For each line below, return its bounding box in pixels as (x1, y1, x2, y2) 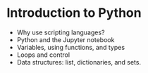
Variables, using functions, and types (16, 43, 125, 51)
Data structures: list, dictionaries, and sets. (16, 58, 142, 66)
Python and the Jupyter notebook (16, 35, 115, 44)
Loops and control (16, 51, 70, 59)
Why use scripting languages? (16, 28, 105, 36)
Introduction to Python (6, 5, 142, 21)
